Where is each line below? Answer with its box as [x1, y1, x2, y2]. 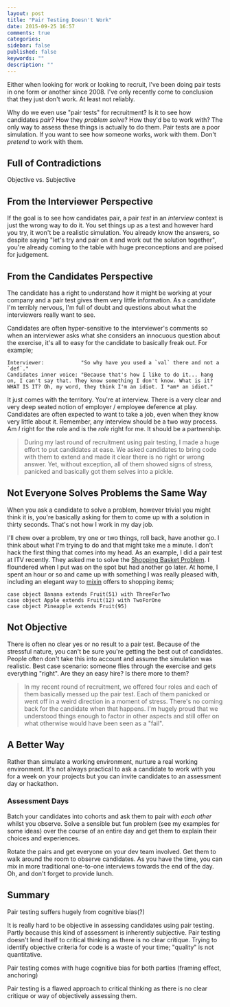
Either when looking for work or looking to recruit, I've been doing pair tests [7, 80, 221, 88]
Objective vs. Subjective [7, 176, 76, 184]
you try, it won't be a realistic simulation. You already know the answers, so [7, 229, 220, 237]
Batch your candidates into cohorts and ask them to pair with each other [7, 812, 212, 820]
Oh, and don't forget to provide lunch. [7, 869, 114, 878]
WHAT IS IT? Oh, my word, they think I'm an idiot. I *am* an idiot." [7, 384, 214, 391]
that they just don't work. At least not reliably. [7, 94, 135, 103]
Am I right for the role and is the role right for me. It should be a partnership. [7, 425, 222, 433]
